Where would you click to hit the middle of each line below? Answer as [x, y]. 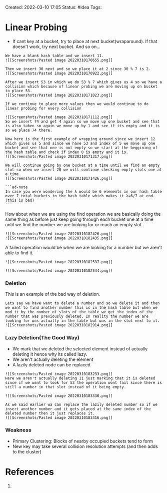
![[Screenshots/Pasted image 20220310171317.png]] [59, 156]
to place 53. [19, 91]
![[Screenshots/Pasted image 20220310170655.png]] [59, 60]
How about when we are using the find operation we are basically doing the [83, 214]
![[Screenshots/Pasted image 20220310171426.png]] [59, 178]
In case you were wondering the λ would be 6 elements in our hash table [84, 191]
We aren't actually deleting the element [53, 359]
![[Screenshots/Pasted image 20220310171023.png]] [59, 95]
